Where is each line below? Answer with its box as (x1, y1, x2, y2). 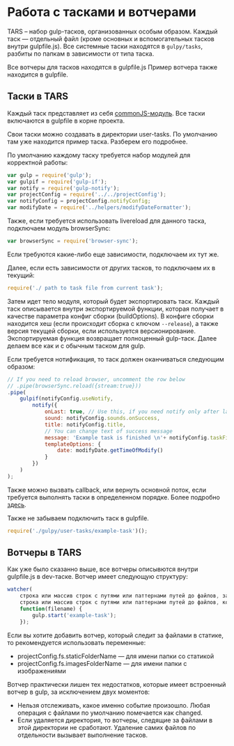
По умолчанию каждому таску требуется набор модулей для (7, 150, 191, 159)
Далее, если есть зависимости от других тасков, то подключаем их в (7, 263, 216, 272)
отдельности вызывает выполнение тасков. (17, 731, 148, 739)
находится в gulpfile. (7, 70, 68, 79)
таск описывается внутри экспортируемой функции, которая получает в (7, 304, 224, 313)
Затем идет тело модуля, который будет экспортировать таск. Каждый (7, 297, 219, 305)
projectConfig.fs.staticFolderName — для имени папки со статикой (17, 652, 214, 660)
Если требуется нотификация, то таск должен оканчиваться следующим (7, 355, 224, 363)
